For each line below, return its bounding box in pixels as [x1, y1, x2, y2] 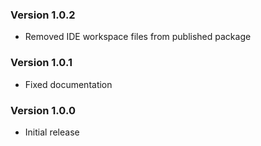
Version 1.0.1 [10, 56, 73, 70]
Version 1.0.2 [10, 8, 76, 22]
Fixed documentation [24, 78, 113, 90]
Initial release [24, 126, 80, 138]
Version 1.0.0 [10, 103, 76, 117]
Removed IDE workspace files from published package [24, 31, 252, 43]
